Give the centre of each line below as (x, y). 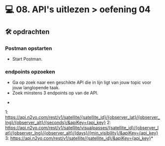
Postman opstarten (29, 48)
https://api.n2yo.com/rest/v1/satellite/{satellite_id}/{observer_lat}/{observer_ (82, 117)
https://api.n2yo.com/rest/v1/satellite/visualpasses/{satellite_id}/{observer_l (82, 128)
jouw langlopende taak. (36, 88)
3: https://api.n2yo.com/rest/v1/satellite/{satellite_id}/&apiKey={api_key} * (79, 138)
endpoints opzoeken (30, 72)
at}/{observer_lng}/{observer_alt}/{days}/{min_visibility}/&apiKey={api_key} (82, 133)
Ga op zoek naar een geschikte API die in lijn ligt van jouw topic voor (82, 82)
